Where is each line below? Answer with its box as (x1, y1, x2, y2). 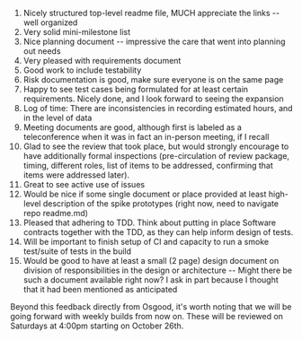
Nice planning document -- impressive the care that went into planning (22, 36, 286, 47)
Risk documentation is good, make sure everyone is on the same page (22, 74, 284, 84)
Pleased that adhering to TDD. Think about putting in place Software (22, 217, 277, 228)
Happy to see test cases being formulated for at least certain (22, 84, 249, 94)
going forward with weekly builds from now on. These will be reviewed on (10, 311, 284, 321)
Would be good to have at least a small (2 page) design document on (22, 256, 280, 266)
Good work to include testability (22, 65, 142, 75)
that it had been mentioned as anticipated (22, 284, 178, 294)
